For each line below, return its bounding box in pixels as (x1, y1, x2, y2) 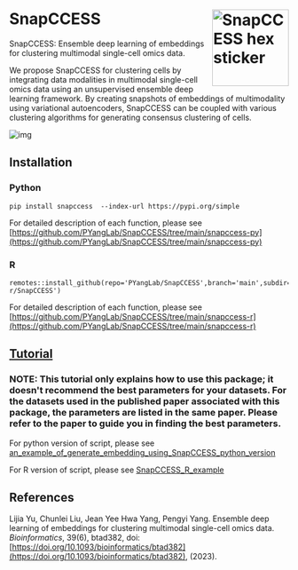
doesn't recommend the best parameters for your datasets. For (9, 384, 286, 397)
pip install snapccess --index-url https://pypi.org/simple (9, 202, 240, 210)
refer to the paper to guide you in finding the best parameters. (9, 417, 282, 430)
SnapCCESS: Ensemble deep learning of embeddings (9, 38, 205, 49)
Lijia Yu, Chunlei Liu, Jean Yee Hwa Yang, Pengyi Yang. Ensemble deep (9, 513, 270, 524)
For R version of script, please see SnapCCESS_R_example (9, 464, 224, 475)
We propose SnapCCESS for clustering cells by (9, 65, 182, 75)
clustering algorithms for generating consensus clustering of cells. (9, 112, 252, 123)
